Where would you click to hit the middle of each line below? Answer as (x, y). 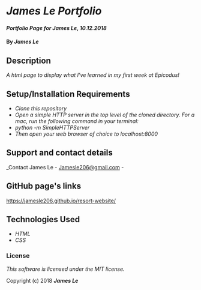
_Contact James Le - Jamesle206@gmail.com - (65, 167)
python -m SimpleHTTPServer (52, 128)
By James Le (22, 42)
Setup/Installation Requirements (68, 94)
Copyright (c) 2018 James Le (42, 280)
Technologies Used (43, 219)
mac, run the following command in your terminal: (77, 121)
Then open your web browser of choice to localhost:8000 (86, 134)
